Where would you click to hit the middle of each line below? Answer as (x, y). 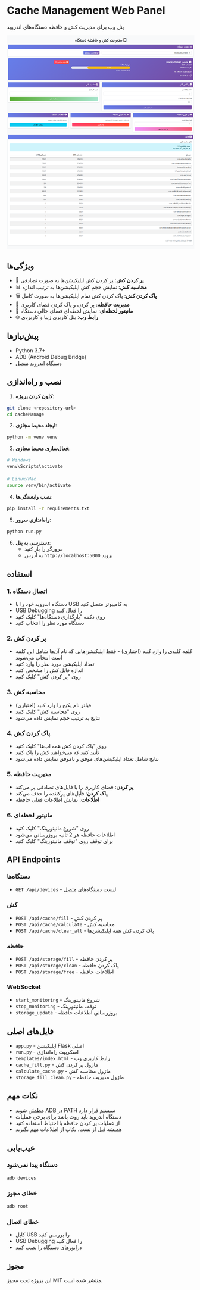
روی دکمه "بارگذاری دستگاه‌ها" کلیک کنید (60, 617)
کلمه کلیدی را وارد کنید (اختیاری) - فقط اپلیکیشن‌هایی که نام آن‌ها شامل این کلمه (104, 651)
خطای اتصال (23, 1222)
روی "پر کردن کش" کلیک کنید (48, 677)
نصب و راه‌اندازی (34, 382)
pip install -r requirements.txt (48, 508)
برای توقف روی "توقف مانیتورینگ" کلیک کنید (64, 841)
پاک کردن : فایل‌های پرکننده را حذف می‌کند (61, 794)
